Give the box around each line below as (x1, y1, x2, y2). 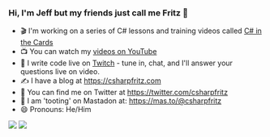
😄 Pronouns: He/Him (19, 105, 92, 114)
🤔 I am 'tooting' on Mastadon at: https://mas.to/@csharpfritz (19, 96, 222, 106)
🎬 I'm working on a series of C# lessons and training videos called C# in (19, 26, 262, 35)
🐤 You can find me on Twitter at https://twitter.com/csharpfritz (19, 88, 229, 98)
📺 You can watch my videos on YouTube (19, 47, 157, 56)
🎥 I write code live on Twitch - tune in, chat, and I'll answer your (19, 58, 234, 68)
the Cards (19, 38, 54, 48)
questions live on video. (19, 67, 100, 77)
